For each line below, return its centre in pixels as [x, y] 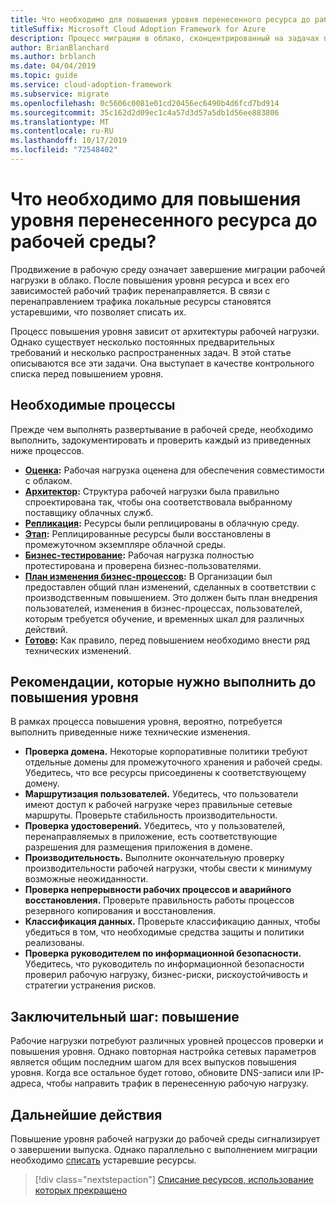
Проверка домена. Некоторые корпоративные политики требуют [166, 752]
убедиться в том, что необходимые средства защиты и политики [164, 932]
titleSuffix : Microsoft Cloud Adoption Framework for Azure [138, 29]
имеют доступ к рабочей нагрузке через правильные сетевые [158, 805]
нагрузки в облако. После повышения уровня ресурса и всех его [150, 280]
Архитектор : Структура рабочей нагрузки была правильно [152, 491]
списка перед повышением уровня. [87, 373]
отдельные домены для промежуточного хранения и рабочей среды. [173, 762]
